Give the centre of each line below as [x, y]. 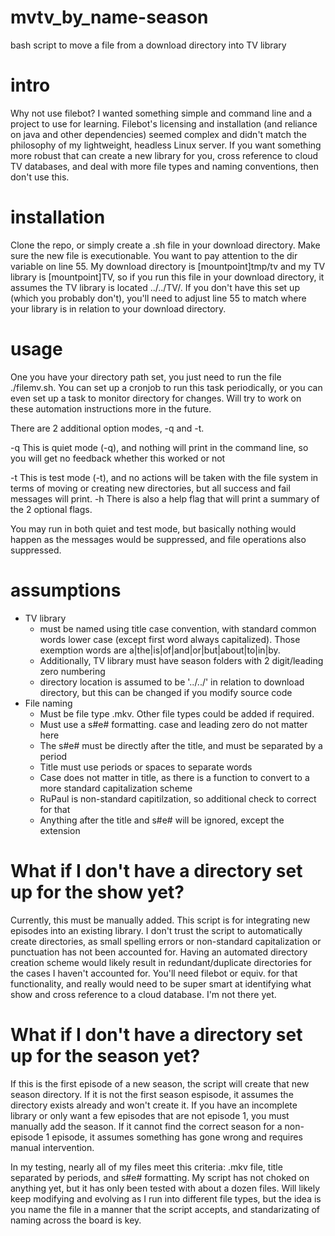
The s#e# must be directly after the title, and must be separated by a [181, 745]
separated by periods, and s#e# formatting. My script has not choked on [160, 1177]
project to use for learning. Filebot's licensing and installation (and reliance [164, 123]
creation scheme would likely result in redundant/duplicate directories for [161, 962]
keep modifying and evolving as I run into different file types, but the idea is [166, 1198]
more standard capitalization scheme [116, 788]
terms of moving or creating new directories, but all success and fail [150, 488]
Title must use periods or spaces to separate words [146, 767]
